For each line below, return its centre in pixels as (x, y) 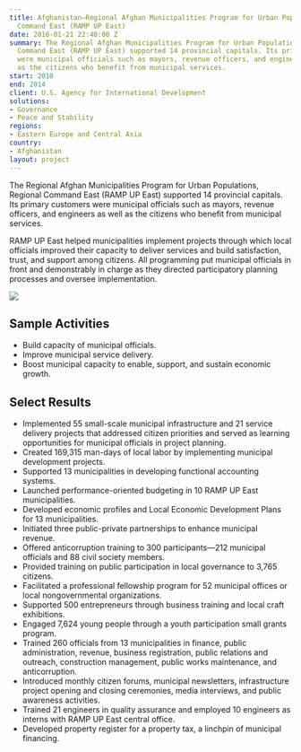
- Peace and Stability (52, 118)
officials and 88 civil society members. (94, 557)
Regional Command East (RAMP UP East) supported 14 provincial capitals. (146, 195)
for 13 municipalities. (60, 519)
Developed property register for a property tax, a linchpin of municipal (152, 729)
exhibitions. (43, 615)
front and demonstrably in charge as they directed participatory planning (143, 269)
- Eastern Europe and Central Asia (76, 135)
